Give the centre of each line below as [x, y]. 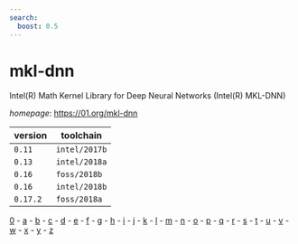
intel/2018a [81, 162]
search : [24, 18]
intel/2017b [81, 150]
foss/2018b [79, 174]
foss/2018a [79, 199]
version [31, 136]
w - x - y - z [32, 230]
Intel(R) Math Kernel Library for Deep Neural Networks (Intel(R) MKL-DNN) [148, 96]
